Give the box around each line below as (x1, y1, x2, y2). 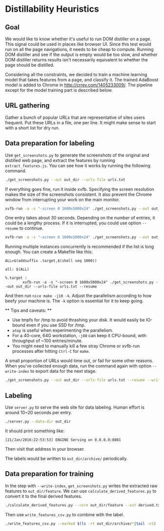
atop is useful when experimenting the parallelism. (12, 327, 114, 333)
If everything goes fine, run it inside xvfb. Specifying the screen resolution (5, 186, 155, 192)
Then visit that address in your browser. (5, 446, 85, 452)
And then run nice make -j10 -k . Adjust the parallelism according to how (5, 293, 152, 299)
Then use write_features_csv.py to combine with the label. (5, 511, 124, 517)
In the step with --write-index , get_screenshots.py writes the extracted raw (5, 482, 158, 489)
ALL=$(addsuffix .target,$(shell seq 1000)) (5, 259, 97, 264)
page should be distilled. (5, 62, 55, 68)
